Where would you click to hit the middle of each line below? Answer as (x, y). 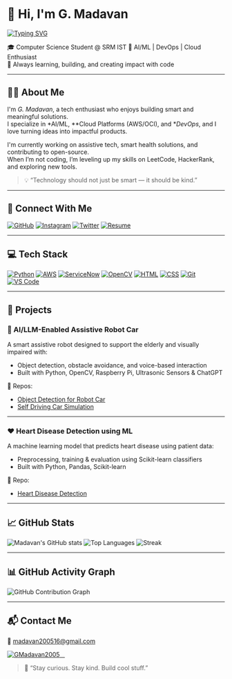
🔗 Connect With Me (50, 209)
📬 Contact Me (39, 621)
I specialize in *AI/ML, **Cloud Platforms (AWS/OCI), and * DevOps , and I (112, 124)
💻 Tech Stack (38, 254)
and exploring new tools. (42, 166)
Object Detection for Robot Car (61, 399)
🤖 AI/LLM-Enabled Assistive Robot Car (73, 329)
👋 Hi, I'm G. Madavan (68, 14)
